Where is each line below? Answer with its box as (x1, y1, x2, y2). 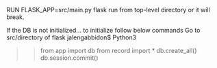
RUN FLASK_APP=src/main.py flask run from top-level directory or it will (6, 6, 210, 14)
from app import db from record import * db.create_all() (40, 47, 197, 54)
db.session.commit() (40, 54, 99, 62)
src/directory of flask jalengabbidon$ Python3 (6, 33, 137, 41)
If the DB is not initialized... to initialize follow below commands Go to (6, 27, 201, 34)
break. (6, 13, 25, 21)
